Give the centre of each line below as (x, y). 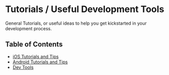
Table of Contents (34, 45)
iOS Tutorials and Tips (36, 56)
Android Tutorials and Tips (40, 62)
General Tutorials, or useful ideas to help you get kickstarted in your (76, 23)
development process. (29, 28)
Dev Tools (23, 67)
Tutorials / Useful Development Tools (85, 9)
